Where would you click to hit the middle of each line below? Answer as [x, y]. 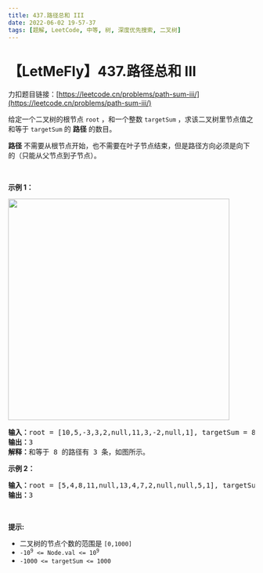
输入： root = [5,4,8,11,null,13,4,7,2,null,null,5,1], [113, 486]
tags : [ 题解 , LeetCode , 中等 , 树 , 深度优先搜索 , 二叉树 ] [95, 30]
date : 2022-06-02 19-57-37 [52, 23]
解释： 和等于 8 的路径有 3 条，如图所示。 [79, 452]
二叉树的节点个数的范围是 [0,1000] [76, 544]
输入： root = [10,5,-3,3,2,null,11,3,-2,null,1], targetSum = [128, 433]
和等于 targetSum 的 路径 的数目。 [62, 129]
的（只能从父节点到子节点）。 [54, 156]
